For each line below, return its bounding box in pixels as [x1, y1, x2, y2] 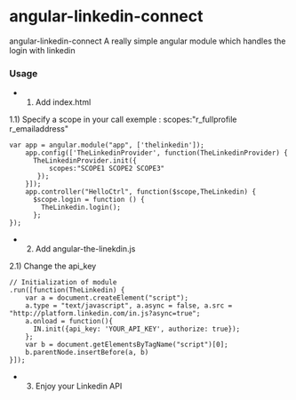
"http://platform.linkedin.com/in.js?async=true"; [9, 309, 201, 318]
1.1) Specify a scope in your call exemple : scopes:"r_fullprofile [9, 114, 237, 125]
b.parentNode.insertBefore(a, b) [25, 348, 149, 357]
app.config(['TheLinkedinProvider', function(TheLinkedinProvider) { [25, 148, 289, 157]
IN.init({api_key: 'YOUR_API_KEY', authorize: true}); [32, 324, 241, 334]
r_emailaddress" [9, 124, 69, 134]
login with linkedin [9, 44, 76, 55]
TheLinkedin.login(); [41, 203, 122, 212]
